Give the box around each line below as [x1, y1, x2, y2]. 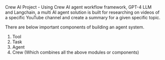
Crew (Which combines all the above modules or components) [12, 49, 139, 55]
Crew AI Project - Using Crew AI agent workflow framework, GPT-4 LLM [5, 4, 152, 10]
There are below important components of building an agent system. [5, 24, 144, 30]
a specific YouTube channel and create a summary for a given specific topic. [5, 15, 161, 20]
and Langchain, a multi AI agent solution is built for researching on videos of [5, 9, 160, 15]
